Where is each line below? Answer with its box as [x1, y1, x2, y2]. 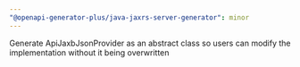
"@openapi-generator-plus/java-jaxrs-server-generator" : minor [9, 13, 250, 22]
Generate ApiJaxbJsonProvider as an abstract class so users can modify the [9, 38, 292, 48]
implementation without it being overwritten [9, 46, 170, 58]
